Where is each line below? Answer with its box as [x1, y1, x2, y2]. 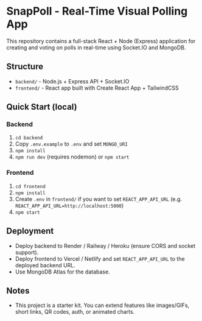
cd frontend [15, 183, 46, 189]
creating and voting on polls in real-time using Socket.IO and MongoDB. [6, 44, 187, 51]
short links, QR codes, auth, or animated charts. [15, 308, 135, 316]
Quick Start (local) [6, 102, 77, 112]
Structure [6, 62, 44, 72]
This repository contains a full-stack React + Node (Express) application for [6, 37, 196, 44]
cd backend [15, 135, 43, 141]
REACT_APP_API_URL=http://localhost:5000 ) [15, 202, 124, 209]
